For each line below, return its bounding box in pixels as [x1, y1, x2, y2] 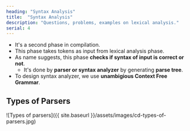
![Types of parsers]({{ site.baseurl [6, 112, 90, 119]
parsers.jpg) [6, 118, 36, 125]
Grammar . [14, 79, 40, 86]
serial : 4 [6, 25, 31, 31]
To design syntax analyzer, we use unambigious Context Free [14, 73, 167, 80]
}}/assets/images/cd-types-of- [90, 112, 166, 119]
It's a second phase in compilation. [14, 41, 100, 48]
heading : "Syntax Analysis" [6, 8, 76, 15]
